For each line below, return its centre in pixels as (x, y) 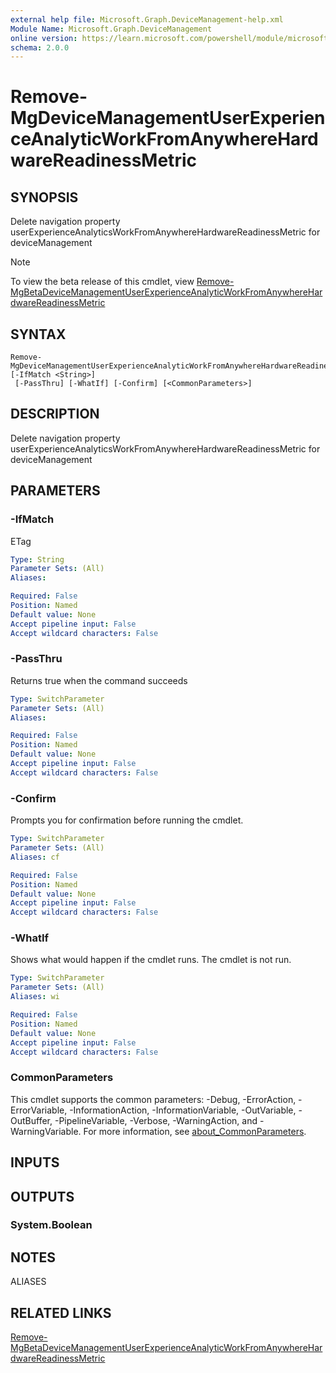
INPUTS (35, 1162)
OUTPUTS (42, 1196)
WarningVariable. (46, 1131)
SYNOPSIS (44, 197)
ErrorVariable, (39, 1110)
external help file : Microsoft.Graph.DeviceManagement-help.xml (147, 19)
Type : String (37, 559)
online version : (44, 38)
